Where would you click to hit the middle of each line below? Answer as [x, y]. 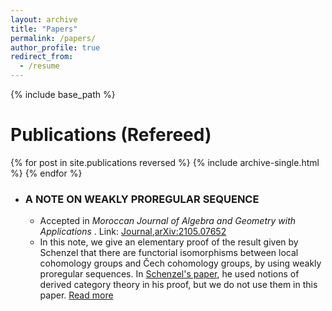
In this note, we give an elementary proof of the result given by [169, 242]
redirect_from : [42, 57]
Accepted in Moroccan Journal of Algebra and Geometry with [168, 221]
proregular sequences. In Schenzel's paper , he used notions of [169, 274]
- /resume [39, 66]
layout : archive [44, 19]
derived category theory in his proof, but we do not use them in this [178, 285]
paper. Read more [76, 295]
